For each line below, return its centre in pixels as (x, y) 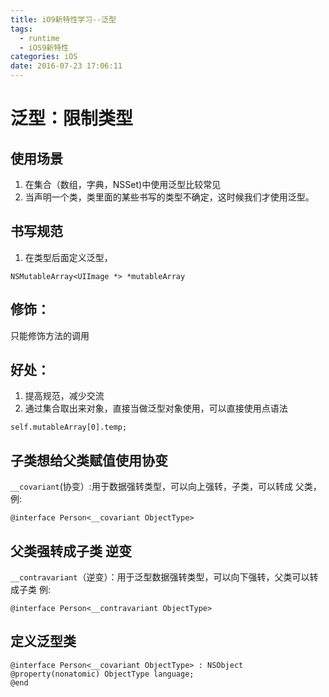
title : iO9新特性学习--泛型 (63, 19)
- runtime (39, 38)
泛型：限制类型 (72, 118)
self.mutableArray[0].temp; (69, 427)
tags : (21, 29)
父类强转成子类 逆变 (71, 551)
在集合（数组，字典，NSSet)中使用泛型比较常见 (123, 184)
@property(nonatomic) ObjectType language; (102, 674)
